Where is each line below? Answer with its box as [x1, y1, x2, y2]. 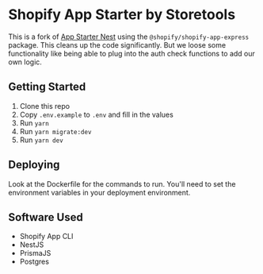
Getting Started [8, 80, 86, 94]
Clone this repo [19, 101, 70, 110]
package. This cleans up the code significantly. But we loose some [8, 40, 227, 49]
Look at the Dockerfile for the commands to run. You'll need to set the [8, 179, 236, 188]
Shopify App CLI [19, 232, 74, 241]
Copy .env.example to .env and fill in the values [19, 110, 174, 119]
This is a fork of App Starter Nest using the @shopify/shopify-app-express [8, 32, 250, 41]
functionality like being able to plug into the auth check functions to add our [8, 48, 256, 58]
